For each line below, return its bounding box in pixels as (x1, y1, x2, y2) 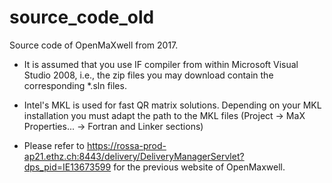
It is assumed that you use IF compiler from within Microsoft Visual (23, 58, 299, 70)
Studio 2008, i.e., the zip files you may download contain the (23, 69, 274, 81)
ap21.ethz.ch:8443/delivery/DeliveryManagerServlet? (23, 150, 245, 162)
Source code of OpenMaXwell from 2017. (9, 39, 179, 51)
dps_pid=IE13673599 (23, 161, 112, 173)
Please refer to (23, 139, 85, 151)
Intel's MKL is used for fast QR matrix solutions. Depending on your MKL (23, 99, 322, 111)
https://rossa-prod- (86, 139, 167, 151)
